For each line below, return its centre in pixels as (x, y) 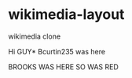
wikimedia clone (35, 36)
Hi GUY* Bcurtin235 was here (57, 51)
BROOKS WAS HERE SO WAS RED (64, 67)
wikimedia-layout (66, 15)
